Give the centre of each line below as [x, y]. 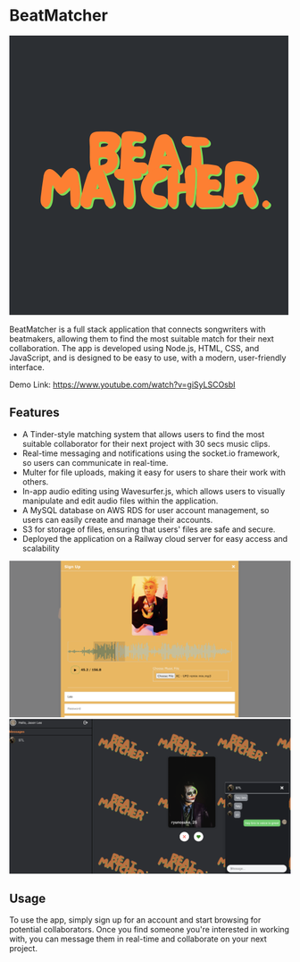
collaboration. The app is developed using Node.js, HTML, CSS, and [134, 348]
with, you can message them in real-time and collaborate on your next [138, 939]
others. [35, 481]
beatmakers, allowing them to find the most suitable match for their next [142, 338]
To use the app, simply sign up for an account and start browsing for [135, 920]
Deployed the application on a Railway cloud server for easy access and [155, 538]
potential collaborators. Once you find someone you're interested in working [150, 930]
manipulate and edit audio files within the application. [120, 501]
